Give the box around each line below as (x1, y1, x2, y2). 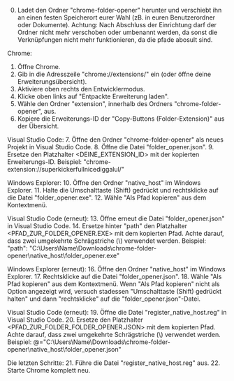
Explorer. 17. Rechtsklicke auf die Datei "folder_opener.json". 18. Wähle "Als (7, 272, 222, 281)
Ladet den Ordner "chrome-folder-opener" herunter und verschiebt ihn (17, 6, 222, 14)
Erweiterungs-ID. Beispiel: (7, 158, 82, 166)
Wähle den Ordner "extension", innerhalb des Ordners (17, 100, 173, 107)
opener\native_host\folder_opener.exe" (7, 251, 120, 260)
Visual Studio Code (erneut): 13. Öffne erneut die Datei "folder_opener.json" (7, 214, 225, 223)
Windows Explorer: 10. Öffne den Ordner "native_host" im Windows (7, 179, 201, 187)
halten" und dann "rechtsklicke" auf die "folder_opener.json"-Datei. (7, 294, 201, 303)
